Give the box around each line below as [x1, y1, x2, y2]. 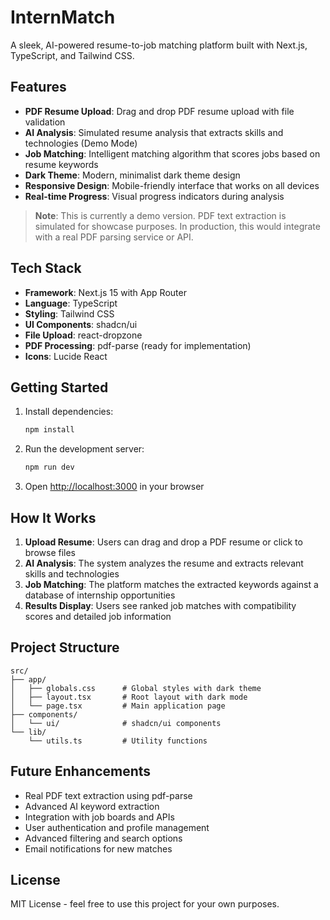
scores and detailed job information [24, 610, 172, 622]
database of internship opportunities [24, 589, 176, 601]
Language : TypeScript [24, 297, 118, 309]
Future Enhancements [10, 763, 152, 780]
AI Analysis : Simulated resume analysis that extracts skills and [24, 126, 284, 138]
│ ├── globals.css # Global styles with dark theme [10, 683, 262, 693]
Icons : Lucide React [24, 350, 108, 362]
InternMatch [10, 6, 116, 29]
